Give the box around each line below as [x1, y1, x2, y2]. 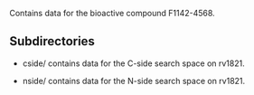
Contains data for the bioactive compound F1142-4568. [9, 8, 215, 18]
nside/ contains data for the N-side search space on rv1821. [22, 75, 246, 86]
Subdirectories [9, 33, 95, 49]
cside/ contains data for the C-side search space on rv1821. [22, 58, 246, 69]
